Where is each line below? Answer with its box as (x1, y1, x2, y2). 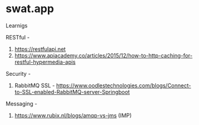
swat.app (5, 2, 54, 16)
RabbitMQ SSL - (14, 81, 55, 89)
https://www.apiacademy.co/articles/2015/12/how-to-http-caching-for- (14, 52, 193, 59)
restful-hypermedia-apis (14, 58, 76, 66)
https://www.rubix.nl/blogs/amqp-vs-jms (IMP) (14, 112, 132, 119)
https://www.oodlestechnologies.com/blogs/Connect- (56, 81, 192, 89)
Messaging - (5, 100, 38, 107)
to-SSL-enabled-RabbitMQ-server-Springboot (14, 88, 130, 95)
